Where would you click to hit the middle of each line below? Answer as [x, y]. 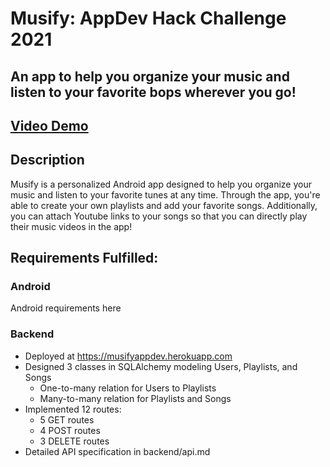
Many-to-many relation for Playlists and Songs [135, 398]
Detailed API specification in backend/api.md [117, 451]
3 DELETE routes [74, 441]
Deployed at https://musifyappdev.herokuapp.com [128, 356]
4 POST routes [70, 430]
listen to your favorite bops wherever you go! [153, 92]
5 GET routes [67, 419]
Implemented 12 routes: [73, 409]
